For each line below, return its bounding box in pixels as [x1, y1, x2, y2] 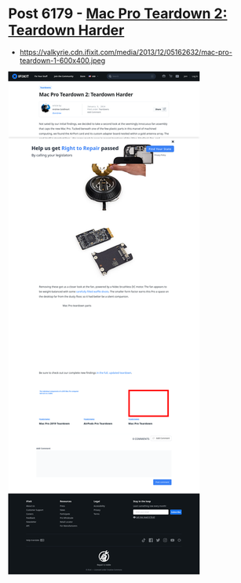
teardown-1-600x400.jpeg [19, 56, 106, 65]
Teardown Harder [8, 21, 125, 39]
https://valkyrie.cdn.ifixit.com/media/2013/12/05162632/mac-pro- [19, 47, 233, 57]
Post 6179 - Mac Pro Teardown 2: [8, 5, 228, 23]
